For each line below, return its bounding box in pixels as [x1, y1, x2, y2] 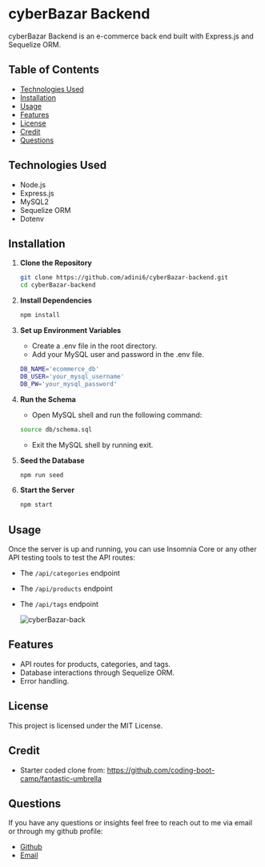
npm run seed [19, 471, 64, 479]
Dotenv [19, 214, 44, 223]
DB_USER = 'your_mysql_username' [19, 372, 125, 380]
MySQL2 [19, 197, 50, 207]
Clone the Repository [19, 258, 92, 268]
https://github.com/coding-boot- [106, 765, 215, 775]
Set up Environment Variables [19, 326, 122, 335]
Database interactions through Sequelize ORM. [19, 668, 175, 677]
